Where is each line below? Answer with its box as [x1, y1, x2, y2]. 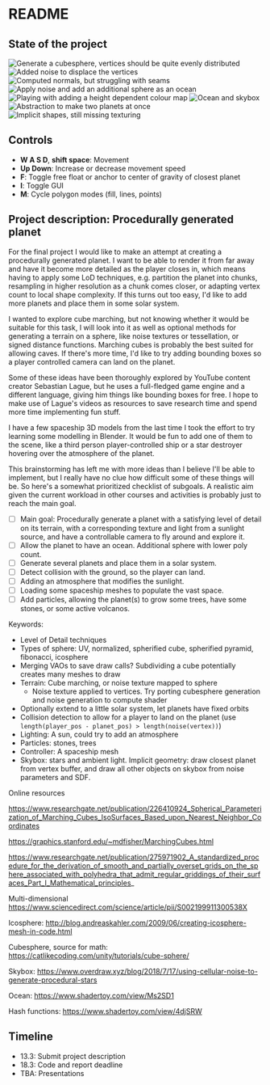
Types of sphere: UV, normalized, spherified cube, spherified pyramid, [19, 644, 254, 653]
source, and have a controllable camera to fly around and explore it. [19, 531, 246, 542]
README [8, 5, 69, 23]
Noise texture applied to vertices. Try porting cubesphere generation [31, 686, 260, 696]
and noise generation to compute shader [31, 695, 168, 705]
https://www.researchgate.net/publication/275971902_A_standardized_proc [8, 852, 260, 862]
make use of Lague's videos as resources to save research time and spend [8, 398, 258, 408]
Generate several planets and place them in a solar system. [19, 558, 217, 568]
